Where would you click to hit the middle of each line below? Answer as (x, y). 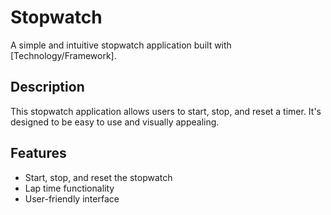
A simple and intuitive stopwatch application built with (121, 45)
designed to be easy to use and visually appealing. (115, 122)
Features (38, 153)
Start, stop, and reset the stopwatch (98, 177)
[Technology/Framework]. (63, 55)
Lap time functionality (69, 188)
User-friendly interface (72, 198)
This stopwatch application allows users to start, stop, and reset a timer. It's (166, 111)
